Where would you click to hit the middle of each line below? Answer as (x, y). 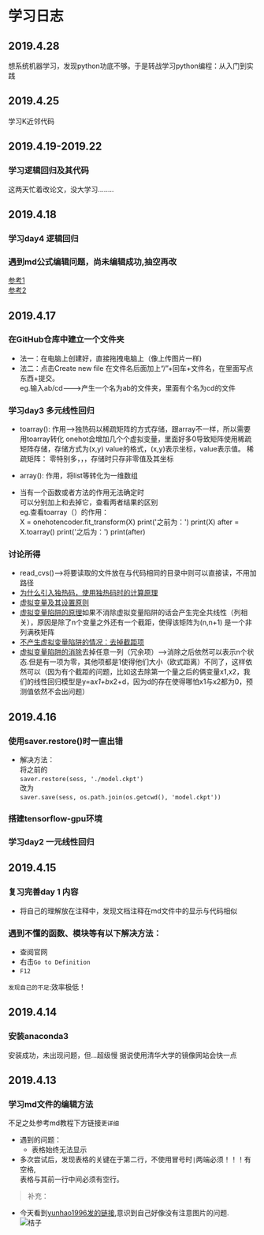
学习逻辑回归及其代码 (48, 171)
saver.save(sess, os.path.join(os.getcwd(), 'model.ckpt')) (120, 798)
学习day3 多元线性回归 (51, 410)
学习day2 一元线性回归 (51, 841)
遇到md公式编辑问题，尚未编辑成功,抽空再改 (93, 262)
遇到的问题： (40, 1140)
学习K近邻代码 (32, 121)
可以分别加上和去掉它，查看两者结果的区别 (89, 502)
